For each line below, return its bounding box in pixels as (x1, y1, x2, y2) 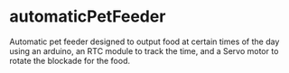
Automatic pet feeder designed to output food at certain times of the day (9, 36, 280, 47)
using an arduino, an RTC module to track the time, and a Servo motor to (9, 45, 279, 56)
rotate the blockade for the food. (9, 55, 131, 66)
